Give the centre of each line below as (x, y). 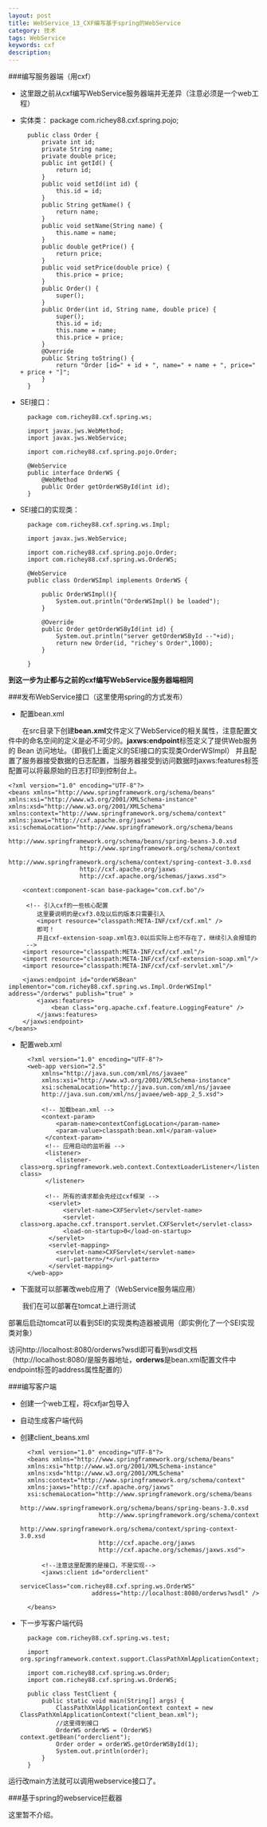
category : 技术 (32, 30)
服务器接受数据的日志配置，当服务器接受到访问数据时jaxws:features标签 (140, 761)
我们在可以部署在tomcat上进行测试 (79, 1306)
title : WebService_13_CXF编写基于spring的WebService (94, 23)
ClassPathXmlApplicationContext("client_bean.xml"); (109, 1715)
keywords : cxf (32, 45)
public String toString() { (88, 359)
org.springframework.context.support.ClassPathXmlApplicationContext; (139, 1659)
